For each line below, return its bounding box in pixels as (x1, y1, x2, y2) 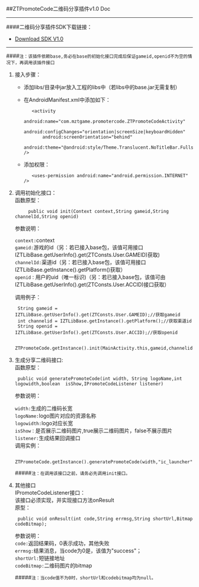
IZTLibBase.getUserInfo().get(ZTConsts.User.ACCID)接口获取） (14, 281, 170, 288)
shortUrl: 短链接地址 (14, 555, 65, 561)
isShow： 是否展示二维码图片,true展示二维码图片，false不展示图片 (14, 427, 173, 434)
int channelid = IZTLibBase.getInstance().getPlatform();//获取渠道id (17, 318, 192, 324)
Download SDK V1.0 (14, 35, 64, 42)
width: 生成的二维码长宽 (14, 405, 73, 412)
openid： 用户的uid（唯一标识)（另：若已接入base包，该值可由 (14, 274, 166, 281)
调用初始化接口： (14, 189, 57, 196)
